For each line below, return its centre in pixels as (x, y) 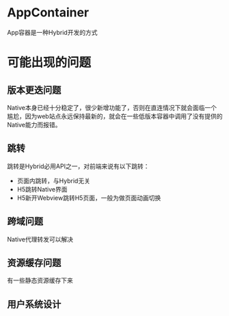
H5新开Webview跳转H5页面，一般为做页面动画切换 (89, 198)
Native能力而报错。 (34, 124)
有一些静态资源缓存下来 (40, 280)
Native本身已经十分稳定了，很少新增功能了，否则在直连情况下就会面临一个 (112, 107)
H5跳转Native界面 (42, 189)
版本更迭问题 (34, 90)
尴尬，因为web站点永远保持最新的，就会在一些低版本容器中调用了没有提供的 (115, 116)
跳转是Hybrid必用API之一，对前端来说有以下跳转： (78, 166)
